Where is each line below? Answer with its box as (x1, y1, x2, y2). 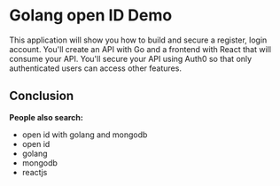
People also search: (9, 112, 84, 122)
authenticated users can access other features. (9, 63, 182, 74)
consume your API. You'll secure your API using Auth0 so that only (9, 53, 253, 64)
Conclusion (9, 89, 74, 104)
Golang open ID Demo (9, 5, 173, 26)
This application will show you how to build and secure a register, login (9, 35, 268, 45)
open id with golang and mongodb (21, 129, 148, 140)
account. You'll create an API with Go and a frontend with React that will (9, 43, 272, 54)
